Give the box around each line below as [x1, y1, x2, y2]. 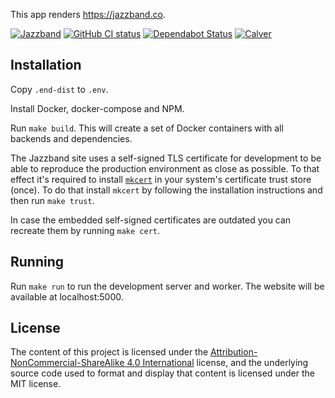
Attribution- [210, 346, 258, 358]
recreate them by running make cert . [10, 224, 161, 236]
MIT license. [10, 378, 62, 390]
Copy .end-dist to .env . [10, 83, 109, 95]
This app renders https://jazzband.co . [10, 9, 166, 20]
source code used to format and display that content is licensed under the [10, 367, 315, 379]
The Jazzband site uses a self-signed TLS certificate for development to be [10, 152, 322, 164]
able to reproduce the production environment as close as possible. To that [10, 162, 320, 174]
